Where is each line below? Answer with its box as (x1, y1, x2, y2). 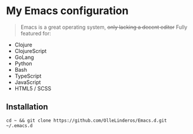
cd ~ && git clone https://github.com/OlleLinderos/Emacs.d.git (6, 118, 167, 123)
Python (14, 60, 32, 67)
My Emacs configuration (6, 4, 129, 18)
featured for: (20, 29, 51, 36)
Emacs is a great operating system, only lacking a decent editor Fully (20, 24, 188, 31)
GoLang (14, 53, 34, 61)
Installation (6, 102, 48, 112)
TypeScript (14, 72, 42, 79)
